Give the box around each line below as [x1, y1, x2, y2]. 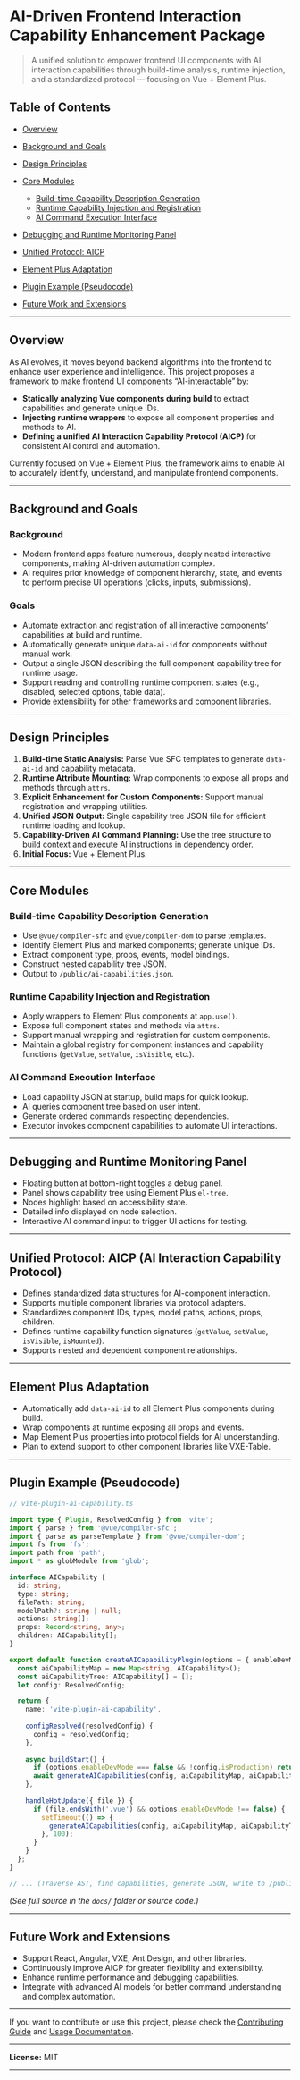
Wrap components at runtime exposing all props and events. [21, 1422, 245, 1433]
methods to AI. [21, 421, 77, 432]
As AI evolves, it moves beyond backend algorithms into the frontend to [9, 356, 272, 368]
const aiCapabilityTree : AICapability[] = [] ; [17, 1672, 194, 1681]
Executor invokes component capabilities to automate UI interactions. [21, 1120, 278, 1130]
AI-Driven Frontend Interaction [9, 6, 242, 27]
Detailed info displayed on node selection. [21, 1206, 177, 1217]
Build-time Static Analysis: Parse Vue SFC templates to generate [21, 754, 265, 765]
